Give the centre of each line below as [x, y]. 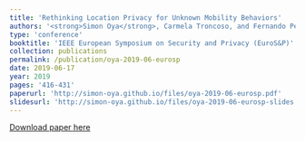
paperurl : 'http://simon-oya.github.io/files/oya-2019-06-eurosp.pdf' [146, 93]
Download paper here [50, 127]
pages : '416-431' [42, 85]
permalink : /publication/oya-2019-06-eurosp [95, 60]
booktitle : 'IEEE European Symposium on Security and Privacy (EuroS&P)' [152, 43]
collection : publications [58, 52]
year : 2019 [30, 77]
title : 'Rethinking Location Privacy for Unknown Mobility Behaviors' [146, 18]
